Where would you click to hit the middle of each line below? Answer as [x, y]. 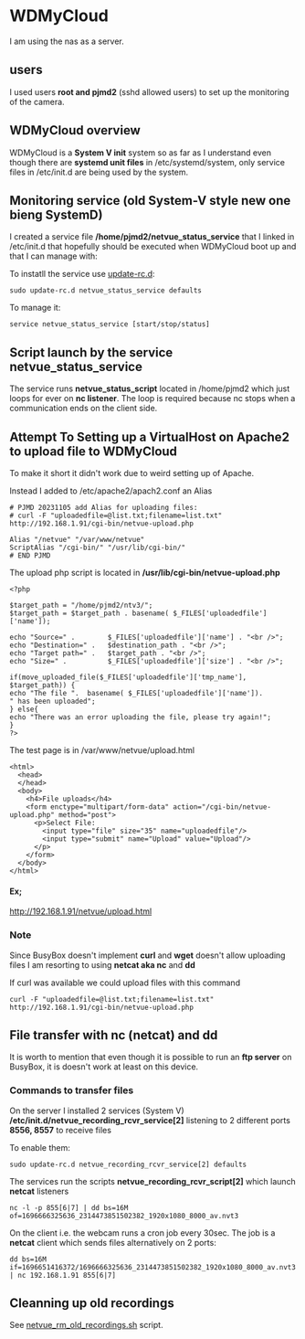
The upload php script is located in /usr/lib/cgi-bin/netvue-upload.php [145, 573]
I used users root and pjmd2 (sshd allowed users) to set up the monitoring [149, 91]
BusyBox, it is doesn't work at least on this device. [104, 1067]
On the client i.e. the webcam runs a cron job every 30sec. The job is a [142, 1233]
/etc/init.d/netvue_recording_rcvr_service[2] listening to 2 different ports [150, 1120]
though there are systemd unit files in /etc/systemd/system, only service [147, 162]
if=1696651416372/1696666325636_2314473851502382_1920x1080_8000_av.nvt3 [153, 1267]
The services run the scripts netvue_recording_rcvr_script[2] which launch [153, 1181]
